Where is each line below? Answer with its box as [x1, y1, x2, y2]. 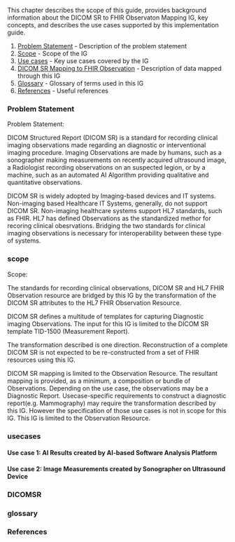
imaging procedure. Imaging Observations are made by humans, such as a [7, 149, 222, 157]
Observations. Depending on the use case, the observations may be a [7, 384, 208, 392]
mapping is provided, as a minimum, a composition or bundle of [7, 377, 191, 385]
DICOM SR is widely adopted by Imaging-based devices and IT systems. [7, 192, 216, 201]
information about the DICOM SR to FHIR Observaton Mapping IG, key [7, 13, 208, 22]
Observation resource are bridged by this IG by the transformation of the [7, 291, 217, 299]
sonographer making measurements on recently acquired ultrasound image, [7, 156, 227, 164]
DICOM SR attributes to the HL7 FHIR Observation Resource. [7, 298, 182, 307]
